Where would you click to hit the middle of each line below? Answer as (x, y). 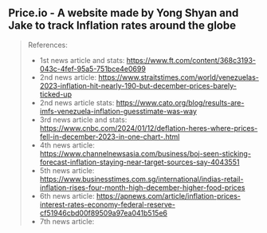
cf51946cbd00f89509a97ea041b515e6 (103, 213)
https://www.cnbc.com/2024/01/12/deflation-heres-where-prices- (149, 128)
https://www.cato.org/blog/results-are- (180, 102)
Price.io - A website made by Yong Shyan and (124, 13)
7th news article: (67, 221)
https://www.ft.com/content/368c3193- (191, 60)
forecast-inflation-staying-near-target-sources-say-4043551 (139, 162)
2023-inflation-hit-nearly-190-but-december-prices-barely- (138, 85)
